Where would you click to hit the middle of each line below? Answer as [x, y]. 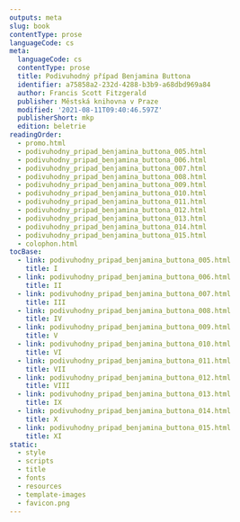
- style [32, 453]
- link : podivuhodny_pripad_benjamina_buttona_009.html [124, 328]
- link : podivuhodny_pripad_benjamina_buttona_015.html [124, 427]
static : [24, 445]
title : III [46, 302]
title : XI [44, 436]
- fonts [32, 478]
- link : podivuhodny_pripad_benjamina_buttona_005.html [124, 261]
